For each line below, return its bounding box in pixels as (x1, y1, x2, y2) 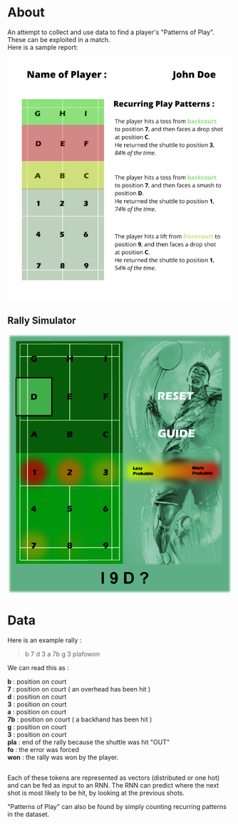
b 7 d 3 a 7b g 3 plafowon (24, 650, 100, 658)
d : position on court (7, 692, 67, 701)
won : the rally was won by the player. (7, 753, 119, 761)
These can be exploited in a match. (7, 35, 110, 43)
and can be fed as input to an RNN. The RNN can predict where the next (7, 781, 219, 790)
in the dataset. (7, 810, 50, 819)
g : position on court (7, 722, 67, 731)
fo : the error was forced (7, 745, 80, 753)
